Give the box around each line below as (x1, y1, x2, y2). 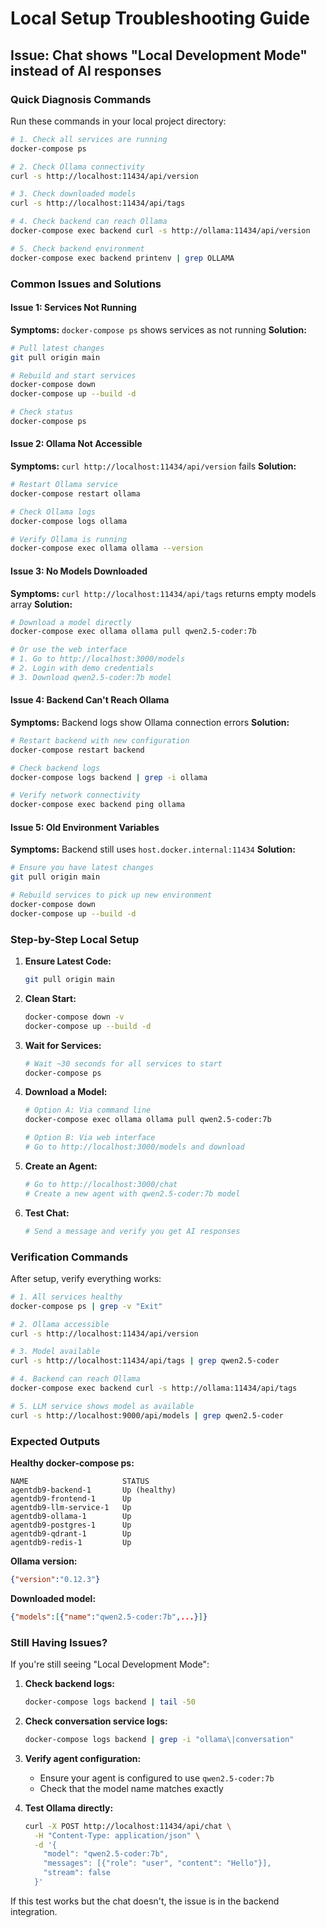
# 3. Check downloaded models (10, 189, 137, 199)
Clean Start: (24, 992, 77, 1004)
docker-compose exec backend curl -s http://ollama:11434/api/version (10, 226, 311, 236)
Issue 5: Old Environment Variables (10, 821, 160, 833)
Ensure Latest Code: (24, 955, 112, 967)
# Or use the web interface (10, 645, 128, 655)
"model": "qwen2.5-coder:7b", (43, 1849, 169, 1859)
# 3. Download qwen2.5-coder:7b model (10, 672, 172, 682)
